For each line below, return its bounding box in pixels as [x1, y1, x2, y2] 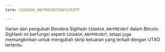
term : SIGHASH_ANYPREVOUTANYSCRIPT [5, 7, 80, 13]
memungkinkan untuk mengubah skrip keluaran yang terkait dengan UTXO [5, 36, 160, 42]
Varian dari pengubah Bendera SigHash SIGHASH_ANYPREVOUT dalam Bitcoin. [5, 26, 159, 32]
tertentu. [5, 41, 23, 48]
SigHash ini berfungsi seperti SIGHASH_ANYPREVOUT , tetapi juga [5, 31, 132, 37]
